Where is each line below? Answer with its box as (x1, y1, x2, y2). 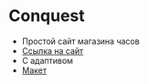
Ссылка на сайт (21, 45, 84, 56)
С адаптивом (21, 55, 74, 66)
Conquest (8, 5, 86, 26)
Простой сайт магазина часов (21, 36, 140, 47)
